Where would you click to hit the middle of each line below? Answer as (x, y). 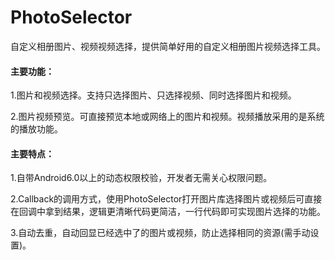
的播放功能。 (36, 129)
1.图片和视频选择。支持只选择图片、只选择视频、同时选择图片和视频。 (153, 95)
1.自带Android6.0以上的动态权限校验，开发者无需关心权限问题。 (141, 178)
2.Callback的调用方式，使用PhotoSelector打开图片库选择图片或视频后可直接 (166, 199)
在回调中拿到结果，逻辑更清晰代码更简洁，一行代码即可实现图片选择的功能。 (168, 212)
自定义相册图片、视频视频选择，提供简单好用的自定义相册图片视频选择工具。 (168, 46)
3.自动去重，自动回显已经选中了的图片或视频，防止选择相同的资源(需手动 (160, 233)
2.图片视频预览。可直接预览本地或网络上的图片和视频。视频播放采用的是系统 (167, 117)
